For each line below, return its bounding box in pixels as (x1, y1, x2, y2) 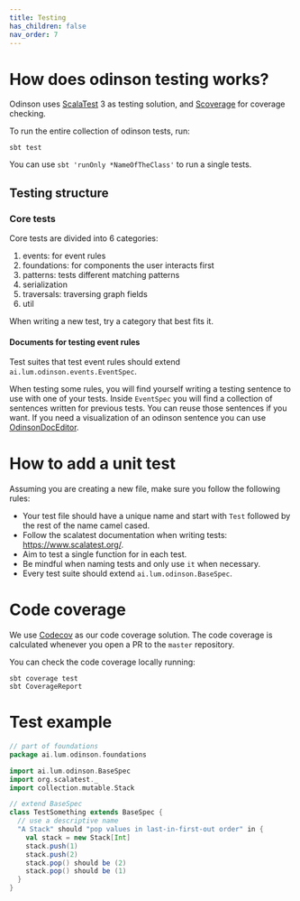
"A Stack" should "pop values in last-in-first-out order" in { (17, 825, 264, 834)
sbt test (9, 144, 42, 153)
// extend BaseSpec (9, 800, 83, 809)
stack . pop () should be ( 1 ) (25, 867, 127, 876)
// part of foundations (9, 742, 99, 751)
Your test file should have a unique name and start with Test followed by (22, 511, 291, 522)
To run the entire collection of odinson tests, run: (9, 125, 191, 136)
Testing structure (9, 185, 110, 200)
